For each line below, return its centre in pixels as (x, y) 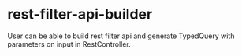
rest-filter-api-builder (80, 14)
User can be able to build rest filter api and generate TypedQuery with (121, 36)
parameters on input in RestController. (69, 44)
